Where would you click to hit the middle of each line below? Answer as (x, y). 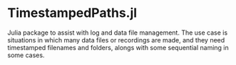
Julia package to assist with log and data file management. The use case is (118, 32)
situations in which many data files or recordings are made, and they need (116, 40)
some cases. (26, 55)
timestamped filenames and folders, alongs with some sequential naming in (118, 47)
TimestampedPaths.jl (72, 13)
